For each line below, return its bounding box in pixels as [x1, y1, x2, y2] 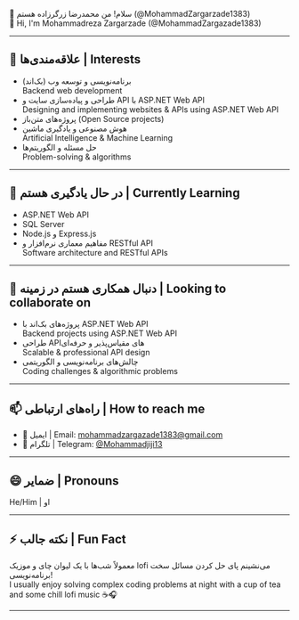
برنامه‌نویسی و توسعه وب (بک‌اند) [21, 76, 132, 86]
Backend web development [21, 85, 123, 95]
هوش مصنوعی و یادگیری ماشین [21, 123, 127, 134]
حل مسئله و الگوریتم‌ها [21, 142, 97, 152]
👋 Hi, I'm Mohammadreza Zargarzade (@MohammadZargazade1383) [9, 18, 262, 29]
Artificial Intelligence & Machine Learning [21, 132, 174, 143]
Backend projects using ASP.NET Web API [21, 328, 178, 339]
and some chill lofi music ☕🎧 [9, 589, 118, 600]
